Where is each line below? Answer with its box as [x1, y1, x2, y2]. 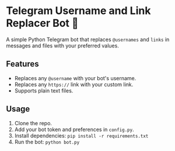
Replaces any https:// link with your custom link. [14, 81, 134, 88]
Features [6, 59, 39, 69]
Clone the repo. [14, 119, 52, 126]
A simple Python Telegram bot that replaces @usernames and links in [6, 36, 170, 43]
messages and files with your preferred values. [6, 42, 120, 49]
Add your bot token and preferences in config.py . [14, 126, 134, 133]
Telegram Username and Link [6, 4, 151, 18]
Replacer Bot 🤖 [6, 16, 79, 30]
